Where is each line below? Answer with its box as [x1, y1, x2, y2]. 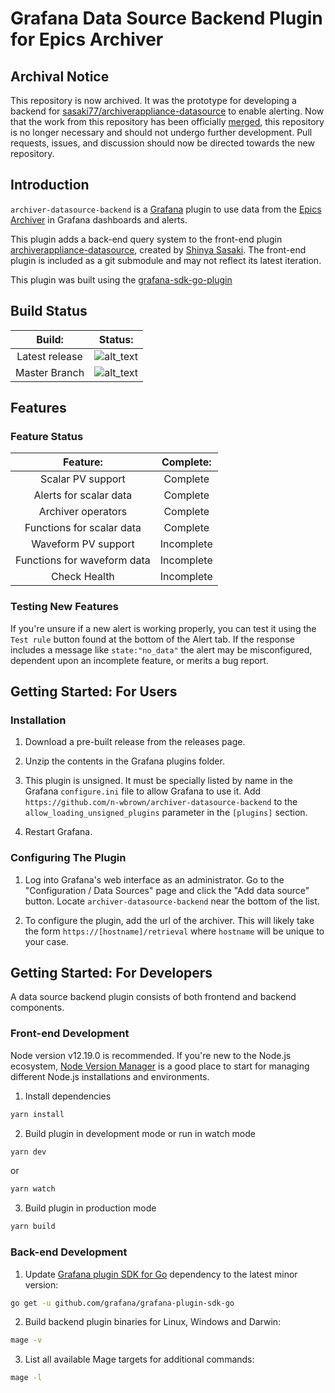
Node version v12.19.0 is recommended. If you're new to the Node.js [10, 1049, 292, 1061]
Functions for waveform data [15, 553, 151, 567]
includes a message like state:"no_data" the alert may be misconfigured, [10, 643, 313, 656]
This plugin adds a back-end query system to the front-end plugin [10, 233, 283, 245]
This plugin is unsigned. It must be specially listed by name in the [24, 775, 294, 787]
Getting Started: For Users [10, 683, 178, 700]
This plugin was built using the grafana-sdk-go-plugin [10, 273, 233, 286]
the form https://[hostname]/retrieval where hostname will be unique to [24, 925, 325, 937]
